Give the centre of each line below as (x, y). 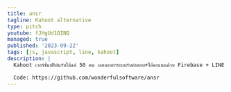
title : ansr (24, 13)
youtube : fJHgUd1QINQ (38, 33)
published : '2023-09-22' (43, 46)
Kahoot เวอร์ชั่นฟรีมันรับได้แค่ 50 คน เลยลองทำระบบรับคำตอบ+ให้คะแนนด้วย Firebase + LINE (119, 65)
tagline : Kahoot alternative (49, 20)
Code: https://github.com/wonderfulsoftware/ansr (86, 77)
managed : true (28, 39)
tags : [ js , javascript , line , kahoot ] (63, 53)
